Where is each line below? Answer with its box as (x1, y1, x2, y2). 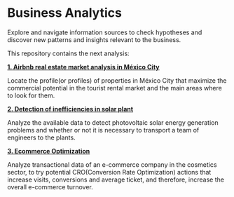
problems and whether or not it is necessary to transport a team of (7, 125, 200, 134)
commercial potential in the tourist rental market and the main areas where (7, 83, 222, 92)
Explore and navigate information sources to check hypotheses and (7, 28, 202, 36)
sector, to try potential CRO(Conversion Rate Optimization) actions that (7, 168, 212, 176)
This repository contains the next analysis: (7, 49, 130, 57)
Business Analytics (7, 5, 123, 21)
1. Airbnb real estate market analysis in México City (7, 62, 160, 71)
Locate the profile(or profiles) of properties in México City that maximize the (7, 76, 227, 85)
